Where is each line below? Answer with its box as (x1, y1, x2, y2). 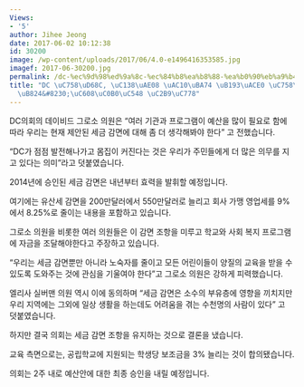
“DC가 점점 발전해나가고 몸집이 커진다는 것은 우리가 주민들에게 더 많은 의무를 (9, 146, 280, 157)
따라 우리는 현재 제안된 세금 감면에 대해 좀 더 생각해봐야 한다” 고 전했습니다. (9, 126, 276, 137)
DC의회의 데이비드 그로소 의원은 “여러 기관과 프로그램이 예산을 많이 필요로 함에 (9, 115, 288, 126)
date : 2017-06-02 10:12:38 (9, 38, 111, 48)
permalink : (9, 73, 51, 82)
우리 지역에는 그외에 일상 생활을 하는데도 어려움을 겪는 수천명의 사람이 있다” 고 (9, 298, 286, 309)
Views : (9, 13, 34, 23)
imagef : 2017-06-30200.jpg (9, 64, 111, 73)
